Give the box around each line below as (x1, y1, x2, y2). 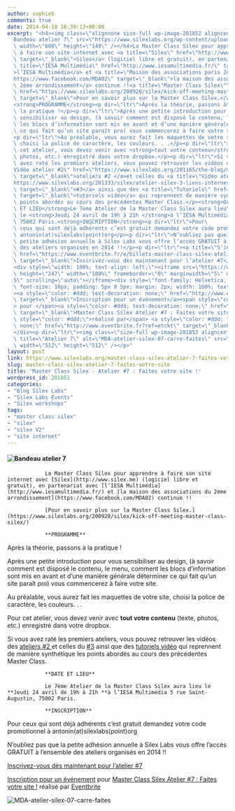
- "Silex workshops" (7, 400, 68, 408)
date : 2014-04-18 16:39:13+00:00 (7, 23, 105, 30)
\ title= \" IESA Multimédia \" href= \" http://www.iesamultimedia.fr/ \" (13, 62, 220, 69)
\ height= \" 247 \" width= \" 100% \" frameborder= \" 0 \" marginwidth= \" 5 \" (13, 270, 224, 277)
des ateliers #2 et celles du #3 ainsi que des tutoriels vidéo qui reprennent (7, 642, 222, 650)
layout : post (7, 348, 45, 355)
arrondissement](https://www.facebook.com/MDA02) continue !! (7, 494, 192, 501)
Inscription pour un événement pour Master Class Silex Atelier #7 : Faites (7, 775, 218, 783)
